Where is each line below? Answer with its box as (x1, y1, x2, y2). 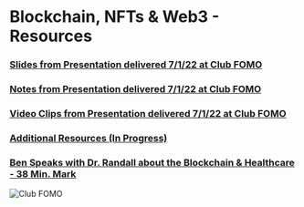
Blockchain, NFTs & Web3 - (9, 6, 220, 27)
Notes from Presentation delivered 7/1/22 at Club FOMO (9, 83, 262, 96)
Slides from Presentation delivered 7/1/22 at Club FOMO (9, 58, 263, 71)
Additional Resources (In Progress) (9, 131, 168, 144)
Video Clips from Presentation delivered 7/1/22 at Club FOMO (9, 107, 287, 119)
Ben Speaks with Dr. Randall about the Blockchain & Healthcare (9, 156, 295, 169)
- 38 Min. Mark (9, 167, 77, 180)
